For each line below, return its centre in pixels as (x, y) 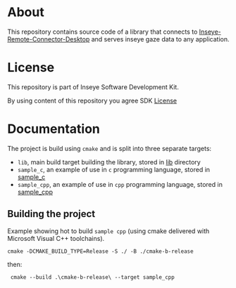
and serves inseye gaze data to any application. (161, 39)
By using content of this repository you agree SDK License (92, 100)
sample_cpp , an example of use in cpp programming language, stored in (120, 184)
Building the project (51, 214)
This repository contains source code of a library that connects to (103, 32)
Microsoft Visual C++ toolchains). (56, 238)
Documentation (54, 129)
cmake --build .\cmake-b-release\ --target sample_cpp (92, 277)
